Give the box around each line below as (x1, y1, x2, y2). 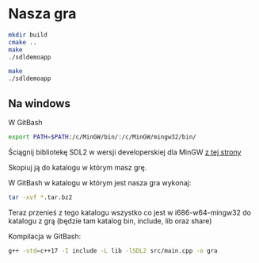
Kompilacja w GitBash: (8, 231, 82, 241)
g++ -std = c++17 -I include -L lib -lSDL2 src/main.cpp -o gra (8, 246, 218, 254)
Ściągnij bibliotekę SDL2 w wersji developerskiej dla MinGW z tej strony (8, 147, 242, 157)
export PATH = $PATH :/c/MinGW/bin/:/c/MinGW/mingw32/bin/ (8, 133, 196, 141)
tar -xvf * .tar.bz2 (8, 193, 73, 201)
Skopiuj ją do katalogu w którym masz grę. (8, 162, 147, 172)
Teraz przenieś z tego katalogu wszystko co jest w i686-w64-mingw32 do (8, 208, 252, 217)
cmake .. (8, 38, 37, 46)
